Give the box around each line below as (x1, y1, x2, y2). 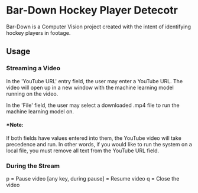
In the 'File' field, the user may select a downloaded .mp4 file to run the (6, 102, 180, 109)
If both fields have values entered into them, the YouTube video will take (6, 134, 181, 142)
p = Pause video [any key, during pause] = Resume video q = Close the (6, 175, 180, 182)
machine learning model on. (6, 107, 74, 115)
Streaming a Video (6, 64, 61, 73)
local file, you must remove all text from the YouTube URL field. (6, 147, 160, 154)
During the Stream (6, 162, 60, 170)
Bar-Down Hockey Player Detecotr (6, 4, 178, 17)
